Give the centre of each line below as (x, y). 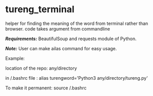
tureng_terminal (40, 9)
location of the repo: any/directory (41, 68)
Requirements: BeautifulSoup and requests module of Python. (71, 39)
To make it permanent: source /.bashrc (46, 88)
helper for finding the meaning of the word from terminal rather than (77, 23)
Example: (15, 58)
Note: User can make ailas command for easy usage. (61, 48)
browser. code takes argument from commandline (58, 28)
